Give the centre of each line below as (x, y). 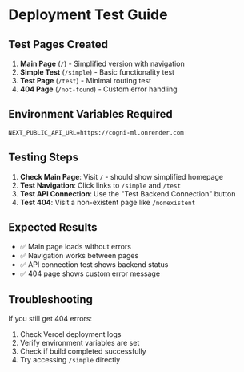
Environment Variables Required (91, 114)
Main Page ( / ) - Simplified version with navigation (102, 63)
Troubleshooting (51, 299)
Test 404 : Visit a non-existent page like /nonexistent (108, 202)
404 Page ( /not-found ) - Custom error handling (98, 89)
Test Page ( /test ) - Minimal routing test (86, 81)
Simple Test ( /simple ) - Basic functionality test (97, 72)
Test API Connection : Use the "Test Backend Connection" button (128, 193)
